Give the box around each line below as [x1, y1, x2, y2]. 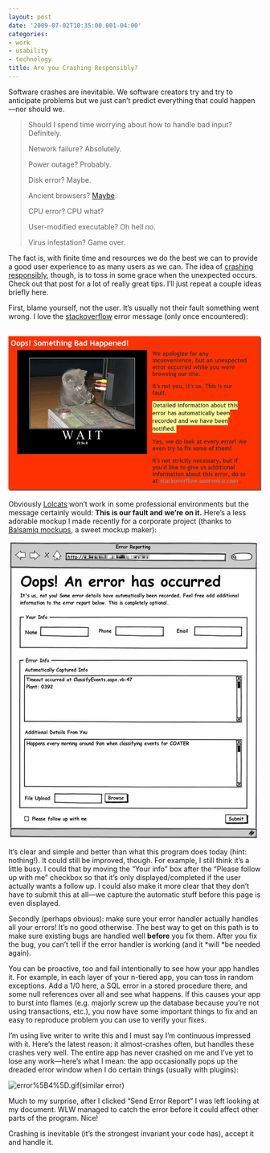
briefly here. [8, 287, 49, 297]
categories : [8, 30, 48, 38]
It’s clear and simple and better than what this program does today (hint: [8, 847, 247, 857]
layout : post [8, 13, 52, 21]
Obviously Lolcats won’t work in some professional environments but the [8, 499, 249, 509]
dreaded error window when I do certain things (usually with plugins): [8, 1065, 239, 1075]
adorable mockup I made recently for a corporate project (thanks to [8, 516, 231, 527]
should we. [27, 104, 65, 114]
